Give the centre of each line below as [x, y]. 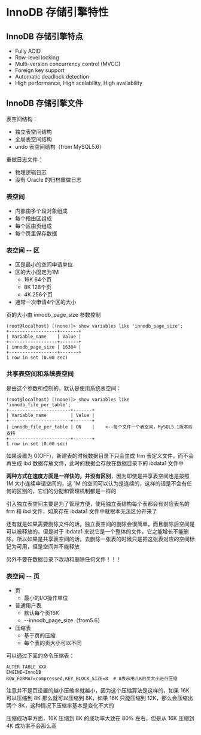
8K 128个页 [38, 287]
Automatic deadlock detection [52, 76]
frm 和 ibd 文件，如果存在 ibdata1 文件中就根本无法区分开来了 [82, 511]
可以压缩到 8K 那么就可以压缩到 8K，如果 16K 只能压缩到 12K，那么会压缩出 [100, 698]
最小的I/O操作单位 [46, 598]
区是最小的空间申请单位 [44, 265]
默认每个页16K [42, 613]
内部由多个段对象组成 [41, 211]
